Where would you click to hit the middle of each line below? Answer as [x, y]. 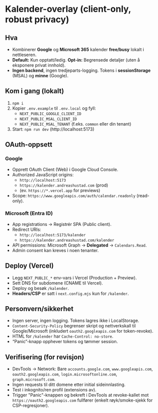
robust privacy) [37, 19]
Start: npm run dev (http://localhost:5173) [53, 129]
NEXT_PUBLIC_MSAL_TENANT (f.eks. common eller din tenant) [75, 124]
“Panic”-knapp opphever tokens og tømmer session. [65, 342]
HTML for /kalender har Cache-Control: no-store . [63, 336]
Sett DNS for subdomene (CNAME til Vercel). [57, 283]
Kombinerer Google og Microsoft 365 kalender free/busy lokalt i [78, 49]
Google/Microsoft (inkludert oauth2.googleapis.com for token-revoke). [83, 331]
